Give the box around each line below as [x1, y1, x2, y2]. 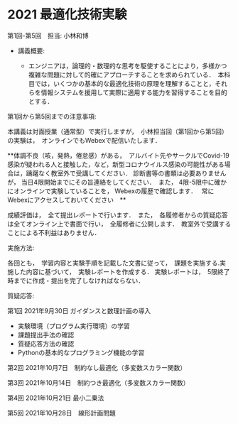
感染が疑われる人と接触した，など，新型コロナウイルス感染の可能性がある [7, 160, 225, 168]
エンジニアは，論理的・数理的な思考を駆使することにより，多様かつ [28, 61, 227, 70]
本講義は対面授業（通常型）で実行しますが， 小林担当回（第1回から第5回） [7, 127, 229, 136]
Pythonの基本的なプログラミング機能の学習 [17, 348, 145, 357]
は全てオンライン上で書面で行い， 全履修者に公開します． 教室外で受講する [7, 219, 232, 228]
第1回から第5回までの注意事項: [7, 112, 97, 121]
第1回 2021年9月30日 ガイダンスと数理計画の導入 [7, 306, 151, 315]
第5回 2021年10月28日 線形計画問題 [7, 408, 116, 417]
